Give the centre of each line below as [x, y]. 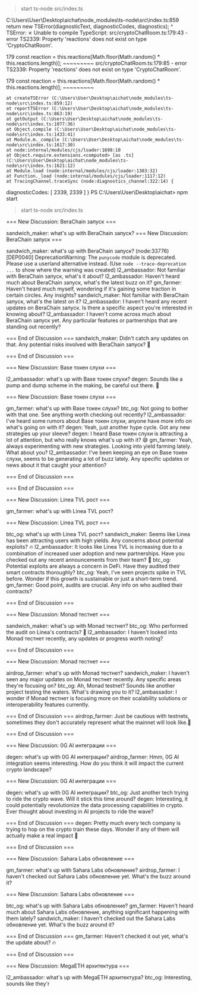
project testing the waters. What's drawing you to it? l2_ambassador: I [91, 692]
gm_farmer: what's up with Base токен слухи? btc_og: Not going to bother [97, 408]
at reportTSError [28, 109]
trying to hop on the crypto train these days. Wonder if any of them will [93, 829]
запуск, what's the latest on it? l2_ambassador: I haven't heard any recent [97, 301]
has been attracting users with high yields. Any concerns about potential [95, 540]
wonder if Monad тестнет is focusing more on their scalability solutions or [97, 698]
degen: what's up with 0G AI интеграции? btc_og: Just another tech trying [97, 793]
